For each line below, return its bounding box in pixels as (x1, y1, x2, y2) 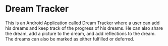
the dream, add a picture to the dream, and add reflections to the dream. (5, 30, 156, 36)
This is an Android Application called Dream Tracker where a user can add (5, 20, 160, 26)
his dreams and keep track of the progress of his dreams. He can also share (5, 25, 163, 31)
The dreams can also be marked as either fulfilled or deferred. (5, 36, 135, 42)
